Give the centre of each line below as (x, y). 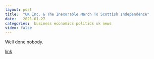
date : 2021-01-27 (25, 19)
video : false (19, 28)
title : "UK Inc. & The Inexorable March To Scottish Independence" (77, 14)
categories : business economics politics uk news (58, 23)
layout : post (19, 10)
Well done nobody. (24, 42)
